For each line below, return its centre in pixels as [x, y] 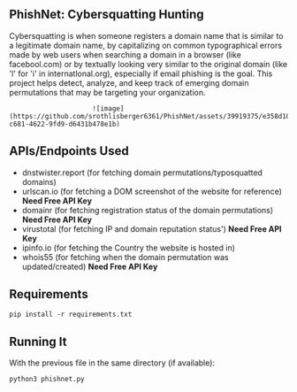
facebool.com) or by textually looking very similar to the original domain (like [148, 64]
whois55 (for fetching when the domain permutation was [125, 257]
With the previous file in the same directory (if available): [112, 363]
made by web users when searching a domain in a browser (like [125, 54]
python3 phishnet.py [47, 380]
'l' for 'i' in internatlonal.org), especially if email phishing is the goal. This [141, 73]
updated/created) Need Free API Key [90, 266]
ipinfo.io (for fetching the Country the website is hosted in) [129, 248]
